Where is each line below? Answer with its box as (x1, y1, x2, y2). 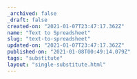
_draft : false (7, 16, 48, 23)
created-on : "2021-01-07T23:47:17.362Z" (7, 23, 125, 30)
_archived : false (7, 10, 57, 17)
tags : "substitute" (7, 55, 63, 62)
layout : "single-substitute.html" (7, 61, 107, 68)
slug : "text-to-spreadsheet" (7, 36, 91, 43)
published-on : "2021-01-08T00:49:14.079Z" (7, 49, 131, 56)
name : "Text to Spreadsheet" (7, 29, 91, 36)
